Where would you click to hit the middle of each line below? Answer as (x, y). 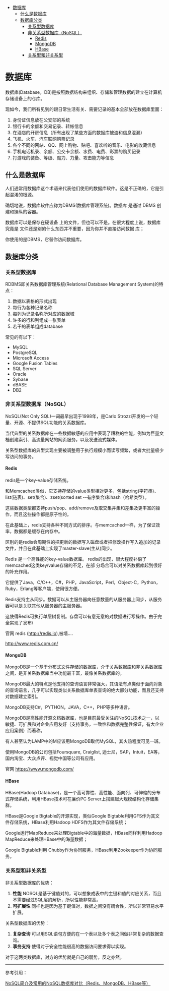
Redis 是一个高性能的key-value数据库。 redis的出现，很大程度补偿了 (76, 559)
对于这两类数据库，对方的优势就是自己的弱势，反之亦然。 (65, 957)
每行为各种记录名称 (32, 308)
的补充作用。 (18, 571)
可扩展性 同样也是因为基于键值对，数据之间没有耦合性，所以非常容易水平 (88, 906)
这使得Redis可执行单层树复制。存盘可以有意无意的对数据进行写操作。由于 (81, 616)
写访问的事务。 (21, 456)
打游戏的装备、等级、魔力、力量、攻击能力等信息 (63, 157)
